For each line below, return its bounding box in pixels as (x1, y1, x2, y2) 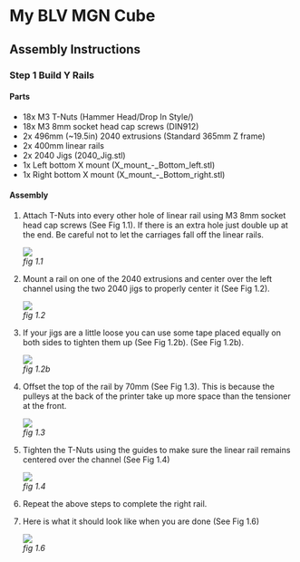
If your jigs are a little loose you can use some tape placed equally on (22, 327, 281, 338)
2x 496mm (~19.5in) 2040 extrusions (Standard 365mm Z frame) (22, 131, 266, 141)
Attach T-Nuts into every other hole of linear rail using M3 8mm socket (22, 209, 286, 220)
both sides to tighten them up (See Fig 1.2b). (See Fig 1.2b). (22, 336, 245, 347)
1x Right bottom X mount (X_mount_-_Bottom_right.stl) (22, 169, 226, 179)
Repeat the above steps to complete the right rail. (22, 498, 208, 509)
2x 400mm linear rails (22, 140, 104, 150)
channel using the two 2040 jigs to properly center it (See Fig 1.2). (22, 283, 270, 294)
